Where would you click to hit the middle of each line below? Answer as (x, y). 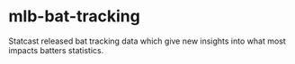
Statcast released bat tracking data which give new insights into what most (147, 41)
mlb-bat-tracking (74, 16)
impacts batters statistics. (56, 50)
